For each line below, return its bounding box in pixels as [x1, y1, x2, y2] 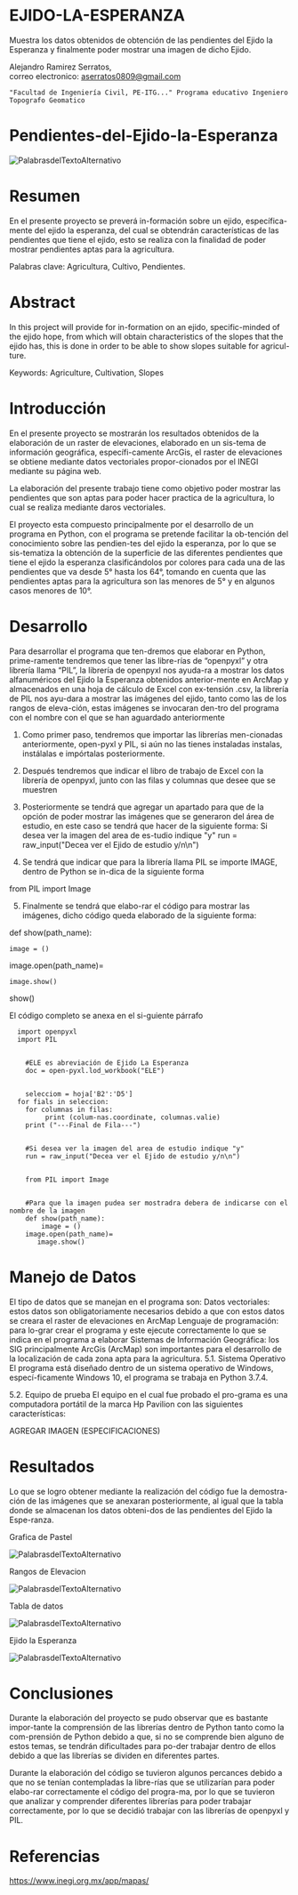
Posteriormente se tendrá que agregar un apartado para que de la [21, 802, 264, 812]
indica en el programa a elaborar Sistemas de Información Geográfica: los [9, 1334, 280, 1344]
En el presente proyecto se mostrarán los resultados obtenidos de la [9, 428, 260, 439]
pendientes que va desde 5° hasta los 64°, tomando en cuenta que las [9, 566, 267, 577]
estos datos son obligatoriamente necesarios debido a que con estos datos [9, 1305, 285, 1317]
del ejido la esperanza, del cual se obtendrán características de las [34, 224, 279, 236]
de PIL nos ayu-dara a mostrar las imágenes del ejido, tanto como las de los [9, 693, 287, 704]
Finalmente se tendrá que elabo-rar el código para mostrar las [21, 900, 251, 911]
